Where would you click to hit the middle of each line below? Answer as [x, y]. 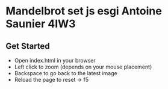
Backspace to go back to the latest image [66, 73]
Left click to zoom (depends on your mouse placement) [83, 67]
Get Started [28, 46]
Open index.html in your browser [55, 60]
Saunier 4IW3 [41, 24]
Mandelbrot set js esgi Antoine [84, 11]
